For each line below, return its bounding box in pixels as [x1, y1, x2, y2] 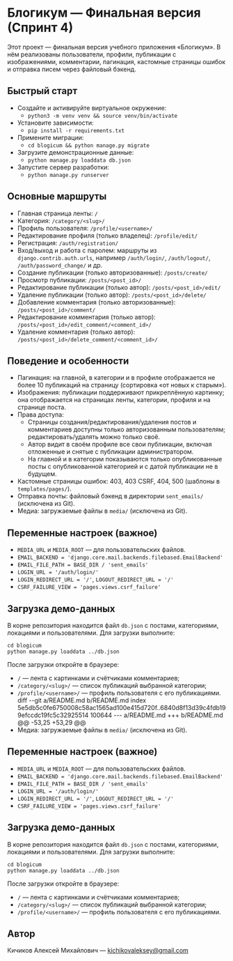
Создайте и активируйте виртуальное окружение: [17, 103, 167, 112]
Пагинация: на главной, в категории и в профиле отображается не [17, 374, 216, 382]
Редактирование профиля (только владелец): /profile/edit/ [17, 231, 198, 240]
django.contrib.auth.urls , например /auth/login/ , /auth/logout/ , [17, 253, 211, 262]
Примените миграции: [17, 133, 84, 141]
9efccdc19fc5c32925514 [17, 711, 89, 719]
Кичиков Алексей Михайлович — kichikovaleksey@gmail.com [7, 946, 189, 955]
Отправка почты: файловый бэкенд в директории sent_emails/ [17, 492, 204, 500]
